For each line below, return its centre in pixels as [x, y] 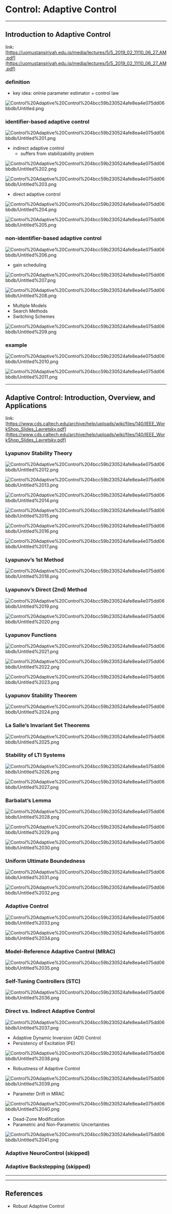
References [24, 1194]
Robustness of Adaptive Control [46, 1068]
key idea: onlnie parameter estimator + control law [66, 93]
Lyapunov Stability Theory [39, 453]
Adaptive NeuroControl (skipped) [48, 1153]
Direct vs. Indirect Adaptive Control [50, 1011]
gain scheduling [30, 265]
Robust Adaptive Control [39, 1206]
